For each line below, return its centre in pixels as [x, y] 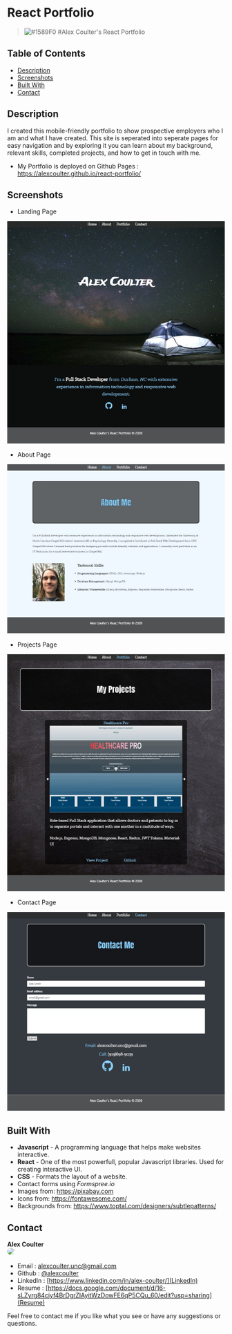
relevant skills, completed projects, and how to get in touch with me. [104, 153]
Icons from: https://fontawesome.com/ [72, 1199]
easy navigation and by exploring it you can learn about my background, [110, 145]
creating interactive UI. [50, 1170]
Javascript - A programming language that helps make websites [109, 1147]
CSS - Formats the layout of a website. [72, 1176]
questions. [22, 1324]
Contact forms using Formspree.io [66, 1184]
